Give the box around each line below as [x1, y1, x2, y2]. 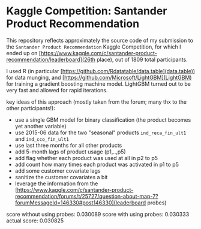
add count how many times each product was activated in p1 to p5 [14, 161, 179, 168]
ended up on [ [6, 49, 41, 56]
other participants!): [6, 104, 55, 112]
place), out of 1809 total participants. [97, 56, 188, 63]
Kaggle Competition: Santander [6, 4, 167, 18]
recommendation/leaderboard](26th [6, 56, 96, 63]
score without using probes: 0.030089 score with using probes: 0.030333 [6, 210, 190, 218]
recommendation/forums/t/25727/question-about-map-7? [14, 192, 159, 200]
